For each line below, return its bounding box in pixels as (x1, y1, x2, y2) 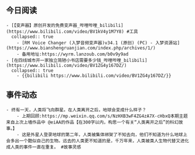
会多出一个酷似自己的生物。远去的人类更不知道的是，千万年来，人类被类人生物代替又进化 (6, 138, 189, 144)
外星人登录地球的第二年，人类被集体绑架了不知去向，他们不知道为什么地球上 (30, 132, 187, 138)
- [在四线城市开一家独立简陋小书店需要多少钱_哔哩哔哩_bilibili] (6, 57, 148, 63)
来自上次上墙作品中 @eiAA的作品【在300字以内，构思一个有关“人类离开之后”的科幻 (6, 119, 179, 125)
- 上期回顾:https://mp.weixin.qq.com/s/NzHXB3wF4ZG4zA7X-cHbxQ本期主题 (16, 113, 189, 119)
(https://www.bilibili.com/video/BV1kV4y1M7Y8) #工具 (6, 29, 139, 34)
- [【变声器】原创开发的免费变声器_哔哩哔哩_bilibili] (6, 22, 124, 28)
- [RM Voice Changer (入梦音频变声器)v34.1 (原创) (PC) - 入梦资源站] (16, 40, 180, 45)
